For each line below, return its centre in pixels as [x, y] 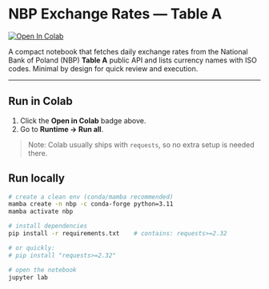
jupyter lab [28, 277]
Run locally [37, 178]
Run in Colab [41, 101]
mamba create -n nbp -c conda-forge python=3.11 [91, 204]
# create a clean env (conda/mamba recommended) [91, 197]
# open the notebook [43, 270]
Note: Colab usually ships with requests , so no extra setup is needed [141, 144]
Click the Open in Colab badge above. [83, 120]
